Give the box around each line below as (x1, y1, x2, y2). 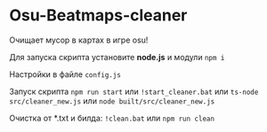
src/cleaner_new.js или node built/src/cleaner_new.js (9, 95, 215, 106)
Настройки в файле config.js (9, 68, 122, 80)
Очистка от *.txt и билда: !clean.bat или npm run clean (9, 113, 215, 123)
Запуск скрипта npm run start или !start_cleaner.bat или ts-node (9, 86, 259, 97)
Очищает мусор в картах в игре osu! (9, 35, 149, 45)
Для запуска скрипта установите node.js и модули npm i (9, 51, 225, 62)
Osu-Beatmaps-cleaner (9, 5, 188, 26)
